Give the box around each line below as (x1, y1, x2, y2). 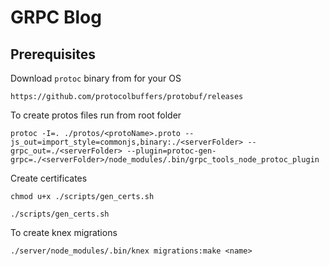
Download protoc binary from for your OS (10, 72, 182, 84)
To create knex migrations (10, 227, 118, 238)
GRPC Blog (10, 6, 102, 29)
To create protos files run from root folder (10, 109, 182, 121)
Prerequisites (10, 46, 96, 63)
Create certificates (10, 172, 88, 184)
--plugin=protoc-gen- (126, 146, 217, 156)
